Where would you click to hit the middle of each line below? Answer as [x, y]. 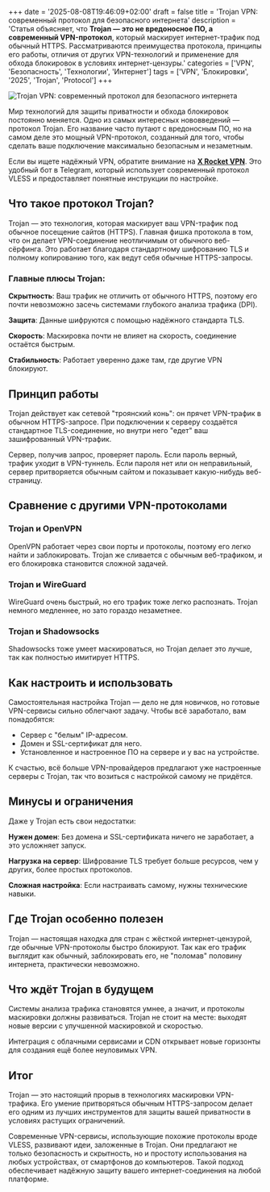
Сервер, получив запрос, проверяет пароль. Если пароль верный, [123, 454]
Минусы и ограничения [71, 802]
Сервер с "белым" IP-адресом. [74, 735]
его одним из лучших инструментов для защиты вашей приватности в [130, 1112]
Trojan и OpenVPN [45, 529]
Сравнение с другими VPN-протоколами [118, 506]
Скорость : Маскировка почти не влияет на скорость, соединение [123, 336]
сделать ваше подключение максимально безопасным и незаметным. [131, 146]
